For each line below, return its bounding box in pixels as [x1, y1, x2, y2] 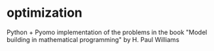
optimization [6, 5, 83, 21]
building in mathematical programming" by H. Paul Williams [6, 35, 180, 43]
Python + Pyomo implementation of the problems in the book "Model [6, 28, 208, 36]
